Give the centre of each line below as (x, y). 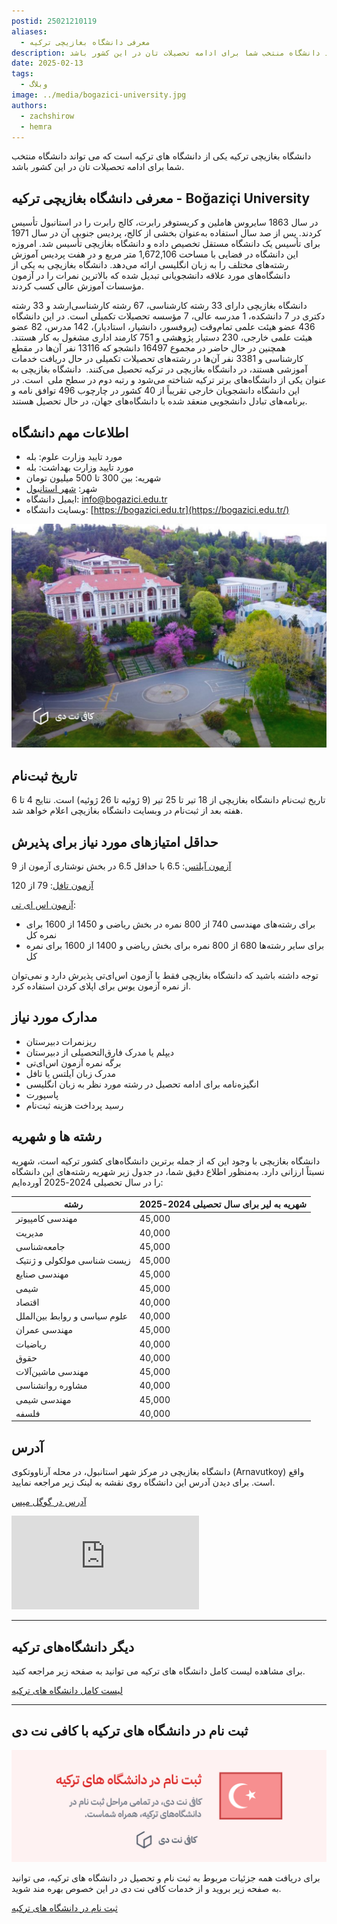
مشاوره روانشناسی (51, 1386)
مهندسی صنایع (42, 1274)
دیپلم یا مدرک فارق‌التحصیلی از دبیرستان (99, 1052)
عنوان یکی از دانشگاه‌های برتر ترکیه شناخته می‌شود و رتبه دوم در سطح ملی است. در (169, 380)
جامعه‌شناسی (40, 1246)
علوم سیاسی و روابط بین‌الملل (72, 1316)
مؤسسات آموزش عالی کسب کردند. (77, 286)
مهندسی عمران (44, 1330)
